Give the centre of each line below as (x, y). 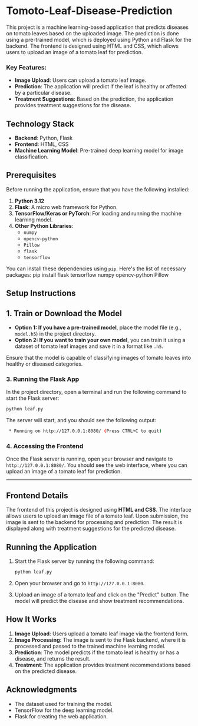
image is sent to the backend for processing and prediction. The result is (94, 522)
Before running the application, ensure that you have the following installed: (98, 189)
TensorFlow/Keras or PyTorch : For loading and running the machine (98, 213)
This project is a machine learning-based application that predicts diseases (97, 27)
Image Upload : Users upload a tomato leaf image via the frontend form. (102, 634)
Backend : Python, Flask (44, 138)
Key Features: (27, 67)
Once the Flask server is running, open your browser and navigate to (90, 459)
